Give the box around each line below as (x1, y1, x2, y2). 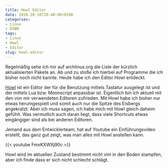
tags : (5, 31, 17, 36)
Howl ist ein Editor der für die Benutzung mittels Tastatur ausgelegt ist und (5, 84, 160, 90)
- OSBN (5, 26, 19, 31)
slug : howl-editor (5, 50, 44, 55)
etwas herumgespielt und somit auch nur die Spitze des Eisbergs (5, 100, 140, 106)
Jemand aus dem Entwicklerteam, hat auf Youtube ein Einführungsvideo (5, 126, 155, 132)
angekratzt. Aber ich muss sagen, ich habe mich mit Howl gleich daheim (5, 106, 155, 112)
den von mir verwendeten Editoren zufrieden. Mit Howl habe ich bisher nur (5, 95, 160, 101)
